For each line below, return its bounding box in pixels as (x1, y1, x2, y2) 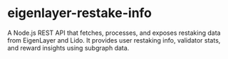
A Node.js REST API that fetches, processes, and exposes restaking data (7, 28, 221, 37)
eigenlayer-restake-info (7, 5, 152, 21)
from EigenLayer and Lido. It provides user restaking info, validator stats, (7, 36, 221, 44)
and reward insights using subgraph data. (7, 43, 130, 52)
